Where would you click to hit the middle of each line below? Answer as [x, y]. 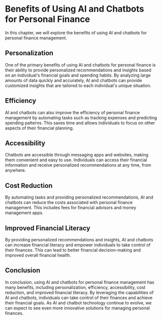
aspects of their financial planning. [39, 128]
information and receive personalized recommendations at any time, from [78, 165]
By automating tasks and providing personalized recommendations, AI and [79, 197]
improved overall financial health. [38, 255]
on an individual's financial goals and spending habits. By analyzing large [78, 75]
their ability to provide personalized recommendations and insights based [78, 70]
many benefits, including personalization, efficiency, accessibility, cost [75, 287]
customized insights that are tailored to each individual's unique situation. [78, 85]
